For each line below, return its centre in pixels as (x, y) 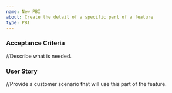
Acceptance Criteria (36, 43)
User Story (22, 71)
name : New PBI (23, 11)
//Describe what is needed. (39, 56)
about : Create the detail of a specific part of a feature (80, 17)
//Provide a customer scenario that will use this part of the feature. (87, 84)
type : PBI (18, 22)
